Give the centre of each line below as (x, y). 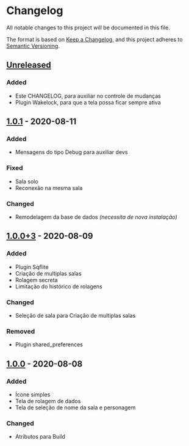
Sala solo (27, 181)
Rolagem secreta (36, 280)
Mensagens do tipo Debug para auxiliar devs (71, 152)
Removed (21, 331)
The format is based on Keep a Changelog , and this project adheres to (94, 39)
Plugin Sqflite (32, 267)
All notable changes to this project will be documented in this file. (88, 27)
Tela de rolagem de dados (48, 401)
